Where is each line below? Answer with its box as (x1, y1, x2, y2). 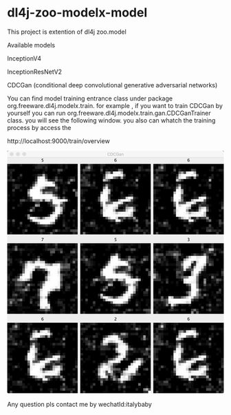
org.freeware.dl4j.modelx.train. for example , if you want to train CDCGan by (7, 101, 223, 109)
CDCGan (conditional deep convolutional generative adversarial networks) (7, 81, 218, 89)
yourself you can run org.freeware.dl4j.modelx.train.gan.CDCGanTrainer (7, 109, 211, 117)
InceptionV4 (7, 54, 41, 63)
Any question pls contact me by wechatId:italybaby (7, 400, 153, 408)
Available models (7, 41, 56, 49)
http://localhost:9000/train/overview (7, 136, 110, 145)
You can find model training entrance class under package (7, 94, 173, 103)
